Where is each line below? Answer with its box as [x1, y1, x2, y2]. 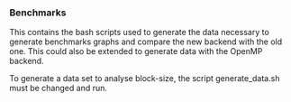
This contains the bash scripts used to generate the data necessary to [9, 27, 270, 38]
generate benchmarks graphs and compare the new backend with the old [9, 36, 283, 47]
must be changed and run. [9, 83, 108, 94]
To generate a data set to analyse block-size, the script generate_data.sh [9, 73, 280, 84]
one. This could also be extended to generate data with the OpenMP [9, 46, 263, 57]
